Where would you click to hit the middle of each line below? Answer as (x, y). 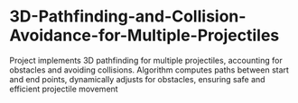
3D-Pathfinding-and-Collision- (128, 17)
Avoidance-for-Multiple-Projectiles (144, 35)
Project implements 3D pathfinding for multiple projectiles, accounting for (146, 60)
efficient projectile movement (64, 89)
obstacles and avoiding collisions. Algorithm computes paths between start (149, 70)
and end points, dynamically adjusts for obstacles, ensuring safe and (137, 79)
